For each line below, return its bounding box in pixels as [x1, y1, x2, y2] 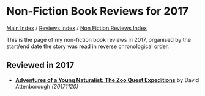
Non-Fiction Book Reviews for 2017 [6, 4, 188, 18]
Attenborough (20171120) [15, 83, 79, 90]
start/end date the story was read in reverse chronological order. [6, 43, 170, 50]
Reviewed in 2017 [6, 60, 75, 70]
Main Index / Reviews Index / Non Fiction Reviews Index [6, 24, 147, 32]
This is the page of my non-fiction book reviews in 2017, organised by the [6, 36, 192, 43]
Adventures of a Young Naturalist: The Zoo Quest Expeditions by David [15, 76, 199, 83]
